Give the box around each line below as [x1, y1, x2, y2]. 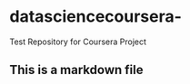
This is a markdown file [9, 62, 144, 78]
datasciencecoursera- [9, 6, 182, 27]
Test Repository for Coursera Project [9, 36, 147, 47]
